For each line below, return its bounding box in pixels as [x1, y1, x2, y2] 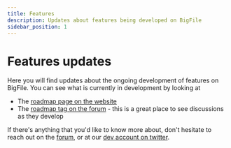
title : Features [7, 10, 55, 17]
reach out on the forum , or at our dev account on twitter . [7, 133, 170, 142]
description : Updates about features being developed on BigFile [7, 17, 202, 24]
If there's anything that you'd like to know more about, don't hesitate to [7, 126, 212, 134]
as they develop [17, 112, 64, 121]
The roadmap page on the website [17, 97, 117, 105]
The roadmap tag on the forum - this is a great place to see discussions [17, 105, 224, 113]
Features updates [7, 53, 112, 69]
